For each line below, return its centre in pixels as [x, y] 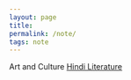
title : [21, 25]
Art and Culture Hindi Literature [66, 67]
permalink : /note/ [43, 33]
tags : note [29, 42]
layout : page [33, 17]
